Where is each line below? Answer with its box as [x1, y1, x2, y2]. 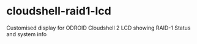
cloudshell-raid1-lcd [6, 4, 111, 18]
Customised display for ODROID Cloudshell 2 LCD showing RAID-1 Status [6, 24, 191, 31]
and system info [6, 30, 47, 37]
